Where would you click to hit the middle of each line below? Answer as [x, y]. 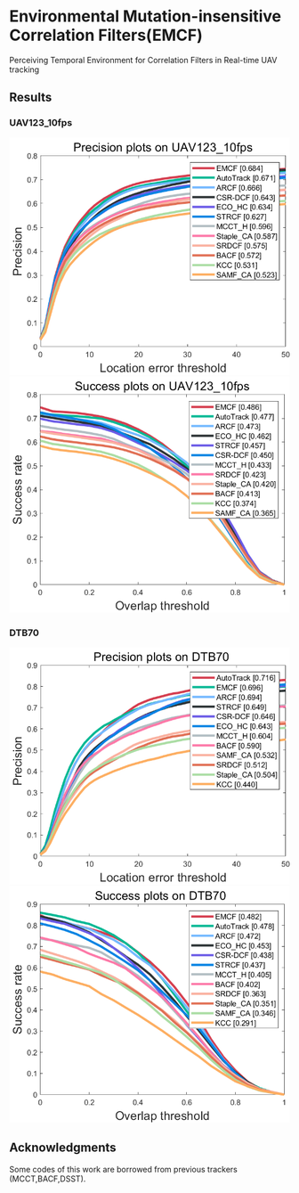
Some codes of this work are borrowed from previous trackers [123, 1169]
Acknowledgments [63, 1148]
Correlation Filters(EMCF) [106, 35]
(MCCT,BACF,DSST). [48, 1179]
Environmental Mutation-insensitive [145, 16]
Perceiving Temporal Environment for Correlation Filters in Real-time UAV [143, 60]
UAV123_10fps [41, 123]
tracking [24, 69]
